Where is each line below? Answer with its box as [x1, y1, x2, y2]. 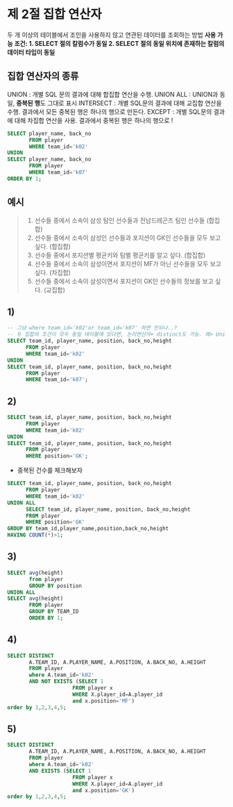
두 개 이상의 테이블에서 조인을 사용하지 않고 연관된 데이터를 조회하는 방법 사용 [7, 31, 216, 39]
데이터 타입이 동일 [7, 48, 55, 56]
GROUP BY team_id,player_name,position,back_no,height [7, 525, 169, 532]
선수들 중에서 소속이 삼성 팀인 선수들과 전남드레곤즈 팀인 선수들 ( [34, 216, 209, 225]
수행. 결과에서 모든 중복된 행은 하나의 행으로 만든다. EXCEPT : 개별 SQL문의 [7, 107, 213, 115]
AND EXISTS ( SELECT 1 [28, 767, 92, 774]
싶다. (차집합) [34, 268, 71, 277]
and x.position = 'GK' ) [72, 787, 135, 794]
